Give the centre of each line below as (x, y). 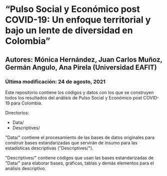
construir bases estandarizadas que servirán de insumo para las (71, 142)
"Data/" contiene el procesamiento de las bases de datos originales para (80, 137)
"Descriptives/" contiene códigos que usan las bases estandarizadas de (79, 157)
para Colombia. (26, 103)
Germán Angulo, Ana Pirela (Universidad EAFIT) (81, 67)
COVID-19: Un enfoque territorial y (78, 20)
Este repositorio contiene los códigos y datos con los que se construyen (79, 92)
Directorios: (17, 112)
